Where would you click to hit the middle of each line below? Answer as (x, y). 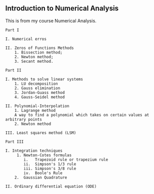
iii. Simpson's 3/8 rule (50, 168)
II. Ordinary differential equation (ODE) (51, 186)
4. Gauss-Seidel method (40, 97)
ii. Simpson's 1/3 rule (50, 164)
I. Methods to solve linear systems (44, 79)
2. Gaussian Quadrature (41, 177)
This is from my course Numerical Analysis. (51, 20)
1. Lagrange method (35, 110)
